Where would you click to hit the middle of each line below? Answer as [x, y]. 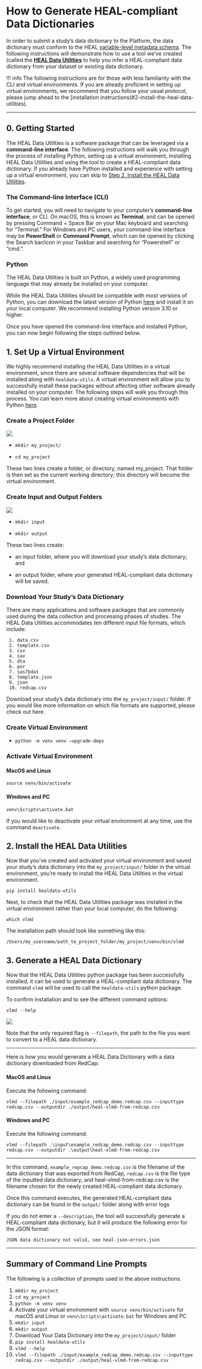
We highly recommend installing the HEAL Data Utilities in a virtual [88, 367]
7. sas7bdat [24, 672]
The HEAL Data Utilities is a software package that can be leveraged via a [97, 143]
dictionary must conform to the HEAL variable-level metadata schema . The [99, 47]
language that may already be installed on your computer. [78, 284]
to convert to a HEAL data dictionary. [52, 1039]
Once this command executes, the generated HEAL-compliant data [89, 1197]
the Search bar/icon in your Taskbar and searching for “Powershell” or [93, 242]
